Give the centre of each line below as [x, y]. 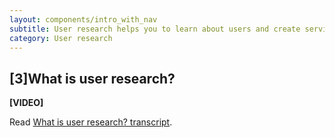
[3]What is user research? [92, 78]
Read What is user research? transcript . [91, 122]
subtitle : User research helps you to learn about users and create [155, 29]
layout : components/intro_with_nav [83, 19]
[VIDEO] [26, 103]
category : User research [61, 38]
